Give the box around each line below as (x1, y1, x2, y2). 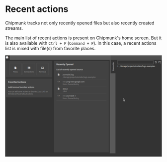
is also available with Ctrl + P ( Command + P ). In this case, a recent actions (5, 40, 157, 46)
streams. (5, 25, 23, 31)
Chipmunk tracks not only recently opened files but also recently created (5, 20, 155, 26)
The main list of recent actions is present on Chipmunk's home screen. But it (5, 35, 162, 41)
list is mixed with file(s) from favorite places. (5, 45, 96, 51)
